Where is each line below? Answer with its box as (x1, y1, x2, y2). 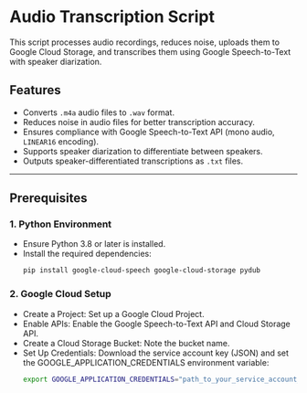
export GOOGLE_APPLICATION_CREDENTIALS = (22, 375, 179, 384)
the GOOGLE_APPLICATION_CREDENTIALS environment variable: (22, 356, 270, 367)
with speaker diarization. (9, 56, 102, 67)
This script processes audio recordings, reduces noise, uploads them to (9, 37, 281, 48)
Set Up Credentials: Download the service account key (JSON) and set (22, 347, 290, 358)
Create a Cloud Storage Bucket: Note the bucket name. (22, 337, 230, 348)
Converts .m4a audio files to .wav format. (22, 107, 175, 118)
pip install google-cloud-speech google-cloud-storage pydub (22, 266, 261, 275)
